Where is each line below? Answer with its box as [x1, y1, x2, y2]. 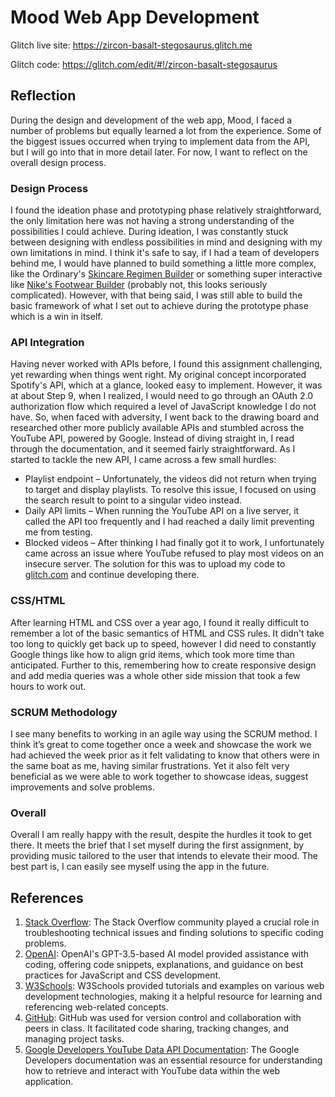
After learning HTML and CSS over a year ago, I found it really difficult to [10, 616, 310, 628]
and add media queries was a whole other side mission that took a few [10, 669, 301, 681]
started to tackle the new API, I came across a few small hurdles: [10, 454, 277, 466]
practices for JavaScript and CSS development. [24, 969, 222, 981]
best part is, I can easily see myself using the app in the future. [10, 861, 270, 873]
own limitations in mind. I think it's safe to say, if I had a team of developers [10, 247, 320, 259]
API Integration [10, 335, 85, 349]
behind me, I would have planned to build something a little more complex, [10, 257, 317, 270]
